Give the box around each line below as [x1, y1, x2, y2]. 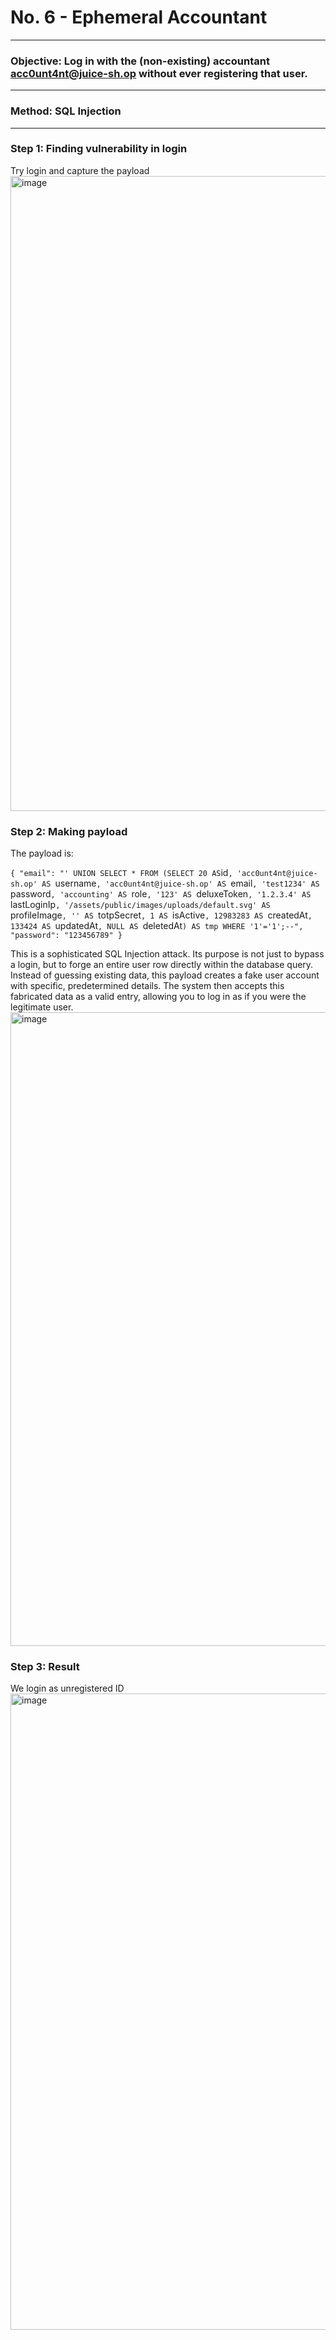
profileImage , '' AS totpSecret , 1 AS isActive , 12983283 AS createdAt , [10, 909, 313, 921]
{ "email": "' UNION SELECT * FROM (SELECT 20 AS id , [10, 867, 233, 879]
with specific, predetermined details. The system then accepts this [10, 980, 285, 992]
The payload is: [10, 847, 74, 860]
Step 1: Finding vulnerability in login [10, 142, 188, 156]
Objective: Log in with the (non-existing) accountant [10, 54, 270, 68]
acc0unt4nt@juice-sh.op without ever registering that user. [10, 66, 308, 80]
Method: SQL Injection [10, 104, 122, 118]
